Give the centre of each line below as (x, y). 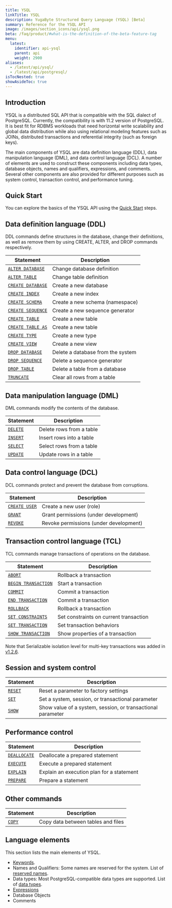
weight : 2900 (28, 58)
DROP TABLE (21, 369)
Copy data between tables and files (81, 822)
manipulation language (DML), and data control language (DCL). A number (84, 158)
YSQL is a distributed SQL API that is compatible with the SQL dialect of (81, 115)
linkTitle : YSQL (23, 15)
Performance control (39, 732)
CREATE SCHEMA (25, 302)
